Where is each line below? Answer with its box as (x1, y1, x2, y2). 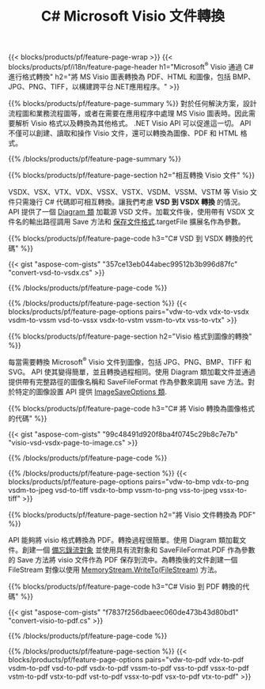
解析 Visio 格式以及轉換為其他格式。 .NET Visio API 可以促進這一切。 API (14, 118, 252, 127)
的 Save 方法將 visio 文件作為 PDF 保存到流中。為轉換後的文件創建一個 (8, 555, 238, 564)
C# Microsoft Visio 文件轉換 (40, 7, 225, 25)
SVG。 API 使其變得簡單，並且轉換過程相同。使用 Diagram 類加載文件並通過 (8, 367, 256, 377)
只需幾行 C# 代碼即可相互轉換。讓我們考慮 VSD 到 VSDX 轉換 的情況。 (14, 197, 245, 206)
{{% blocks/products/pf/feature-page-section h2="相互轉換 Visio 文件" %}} (8, 170, 256, 180)
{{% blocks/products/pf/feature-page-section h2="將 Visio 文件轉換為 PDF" (8, 509, 256, 519)
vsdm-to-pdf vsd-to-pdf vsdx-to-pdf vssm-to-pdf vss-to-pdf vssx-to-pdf (8, 663, 249, 672)
